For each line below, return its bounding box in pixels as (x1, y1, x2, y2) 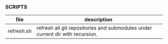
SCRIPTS (5, 3, 27, 10)
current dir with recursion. (36, 31, 97, 38)
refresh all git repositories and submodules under (36, 25, 152, 32)
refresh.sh (7, 28, 32, 35)
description (84, 16, 112, 23)
